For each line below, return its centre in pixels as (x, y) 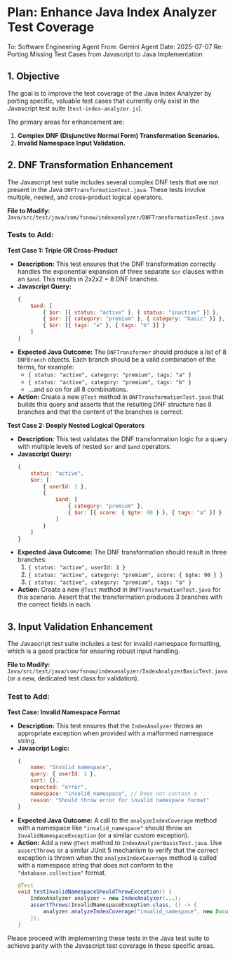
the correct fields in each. (55, 604)
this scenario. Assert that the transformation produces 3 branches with (120, 597)
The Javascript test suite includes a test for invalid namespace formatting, (114, 644)
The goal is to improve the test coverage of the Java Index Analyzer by (109, 93)
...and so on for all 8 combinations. (78, 389)
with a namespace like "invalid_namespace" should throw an (104, 828)
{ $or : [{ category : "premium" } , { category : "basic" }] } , (134, 319)
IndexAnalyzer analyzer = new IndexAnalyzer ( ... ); (106, 899)
